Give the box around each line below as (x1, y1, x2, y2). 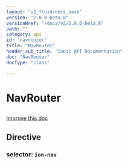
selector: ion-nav (6, 150, 57, 158)
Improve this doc (6, 115, 48, 122)
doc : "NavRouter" (6, 54, 50, 60)
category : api (6, 32, 42, 38)
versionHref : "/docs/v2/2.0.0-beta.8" (6, 20, 104, 26)
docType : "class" (6, 59, 50, 65)
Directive (6, 132, 41, 142)
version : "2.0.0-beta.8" (6, 15, 69, 21)
